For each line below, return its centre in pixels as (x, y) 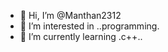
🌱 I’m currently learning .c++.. (81, 36)
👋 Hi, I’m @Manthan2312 (70, 15)
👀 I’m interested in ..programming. (89, 26)
